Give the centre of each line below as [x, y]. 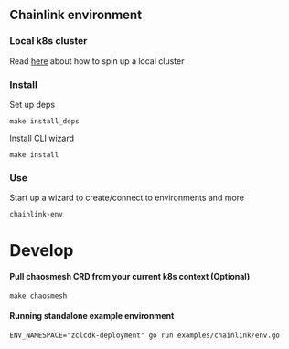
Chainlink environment [76, 15]
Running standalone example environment [92, 316]
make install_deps [44, 121]
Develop [42, 251]
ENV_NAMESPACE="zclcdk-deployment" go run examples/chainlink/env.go [145, 335]
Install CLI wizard [42, 138]
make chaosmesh [38, 296]
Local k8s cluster [48, 41]
